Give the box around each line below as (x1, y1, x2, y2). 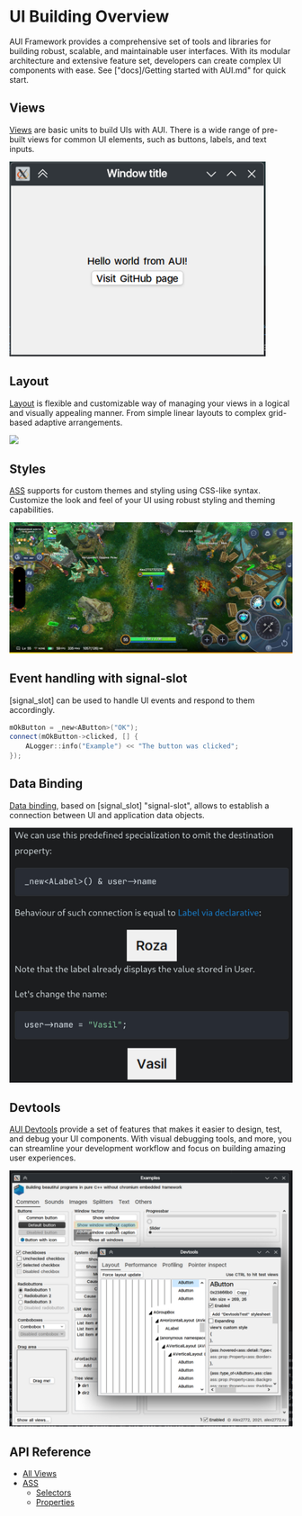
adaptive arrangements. (34, 417, 123, 428)
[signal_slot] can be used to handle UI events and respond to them (9, 695, 255, 706)
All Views (22, 1468, 57, 1479)
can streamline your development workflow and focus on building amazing (9, 1143, 286, 1154)
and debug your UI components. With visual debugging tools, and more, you (9, 1133, 292, 1144)
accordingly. (9, 704, 56, 715)
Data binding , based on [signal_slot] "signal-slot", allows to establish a (9, 799, 270, 811)
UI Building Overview (9, 6, 169, 27)
